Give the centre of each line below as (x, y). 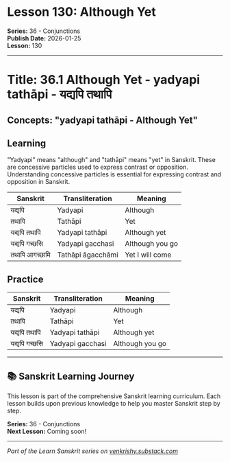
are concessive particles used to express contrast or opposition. (98, 167)
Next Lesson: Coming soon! (47, 431)
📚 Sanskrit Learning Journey (71, 376)
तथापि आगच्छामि (31, 255)
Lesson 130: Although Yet (81, 12)
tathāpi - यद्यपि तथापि (60, 94)
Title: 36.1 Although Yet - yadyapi (104, 80)
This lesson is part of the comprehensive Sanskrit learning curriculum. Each (114, 396)
